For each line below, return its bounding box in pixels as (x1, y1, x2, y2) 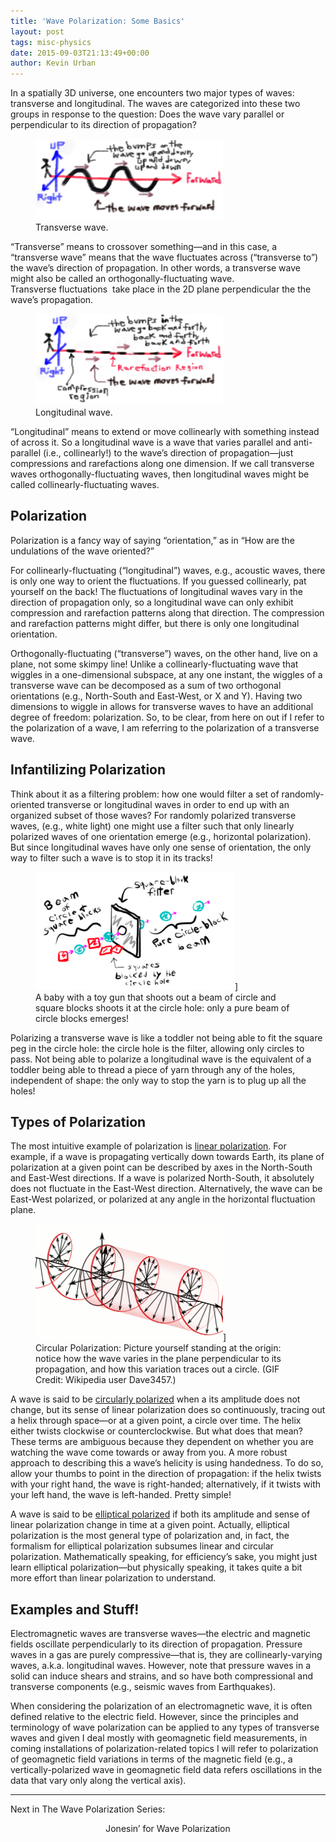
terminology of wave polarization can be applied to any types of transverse (10, 1721, 320, 1734)
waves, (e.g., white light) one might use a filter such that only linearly (10, 820, 295, 832)
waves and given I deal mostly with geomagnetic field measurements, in (10, 1732, 308, 1744)
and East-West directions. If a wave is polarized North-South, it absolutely (10, 1172, 315, 1184)
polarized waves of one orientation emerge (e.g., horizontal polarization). (10, 830, 312, 842)
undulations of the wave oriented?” (10, 545, 155, 557)
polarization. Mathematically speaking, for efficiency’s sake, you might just (10, 1551, 318, 1563)
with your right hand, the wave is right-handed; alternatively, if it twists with (10, 1478, 322, 1490)
